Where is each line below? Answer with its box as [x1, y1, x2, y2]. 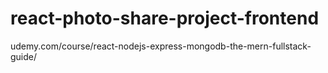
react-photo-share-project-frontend [10, 7, 320, 30]
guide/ [10, 50, 38, 62]
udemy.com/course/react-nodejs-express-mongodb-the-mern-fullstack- [10, 40, 312, 52]
